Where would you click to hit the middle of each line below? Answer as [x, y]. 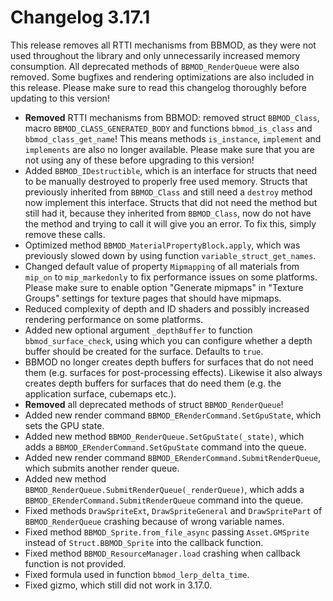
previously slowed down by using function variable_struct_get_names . [170, 255]
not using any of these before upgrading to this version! [139, 160]
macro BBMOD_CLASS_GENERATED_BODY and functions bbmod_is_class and [168, 128]
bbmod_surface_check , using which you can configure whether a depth [168, 340]
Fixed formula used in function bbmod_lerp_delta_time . [137, 574]
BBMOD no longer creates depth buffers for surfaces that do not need [169, 362]
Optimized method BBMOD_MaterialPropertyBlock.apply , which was [162, 245]
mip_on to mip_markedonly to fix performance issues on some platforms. [171, 277]
